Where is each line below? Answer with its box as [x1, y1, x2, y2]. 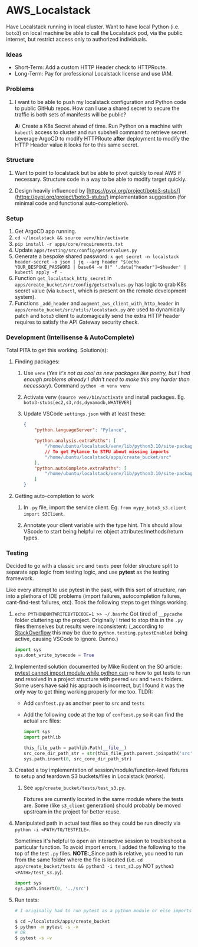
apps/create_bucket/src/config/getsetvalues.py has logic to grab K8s [14, 281, 187, 288]
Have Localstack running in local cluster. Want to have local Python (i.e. [6, 23, 180, 30]
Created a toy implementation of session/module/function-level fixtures [14, 766, 189, 774]
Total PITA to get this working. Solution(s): [6, 347, 108, 354]
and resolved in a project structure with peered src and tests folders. [14, 676, 184, 683]
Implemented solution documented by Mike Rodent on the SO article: [14, 663, 183, 671]
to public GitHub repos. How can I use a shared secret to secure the [14, 105, 180, 112]
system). [14, 294, 37, 301]
